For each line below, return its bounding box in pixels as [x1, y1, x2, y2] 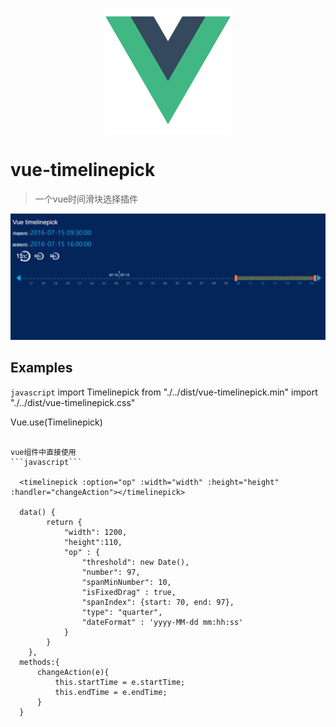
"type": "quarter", [81, 607, 163, 617]
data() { [19, 507, 56, 517]
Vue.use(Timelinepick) [10, 416, 103, 428]
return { [46, 517, 83, 527]
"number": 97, [81, 567, 141, 577]
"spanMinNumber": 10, [81, 577, 172, 587]
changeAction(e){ [36, 667, 110, 677]
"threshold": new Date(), [81, 557, 190, 567]
